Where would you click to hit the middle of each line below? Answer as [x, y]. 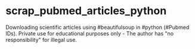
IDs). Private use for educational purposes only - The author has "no [90, 33]
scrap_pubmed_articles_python [86, 11]
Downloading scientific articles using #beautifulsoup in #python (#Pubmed [97, 27]
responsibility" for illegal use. [41, 40]
